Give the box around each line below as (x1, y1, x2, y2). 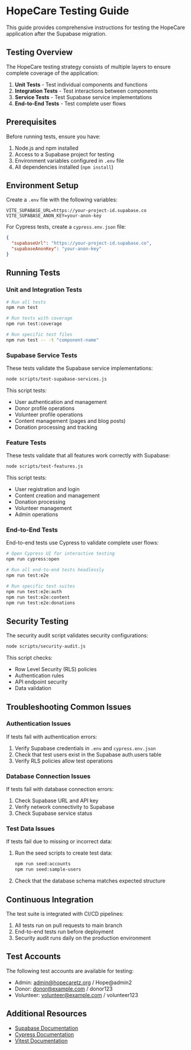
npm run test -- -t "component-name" (6, 337, 99, 343)
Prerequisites (6, 117, 57, 127)
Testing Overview (6, 48, 73, 58)
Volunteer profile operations (14, 411, 83, 418)
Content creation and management (14, 492, 100, 499)
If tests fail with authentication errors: (6, 733, 98, 740)
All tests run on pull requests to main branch (14, 922, 122, 929)
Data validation (14, 685, 51, 692)
